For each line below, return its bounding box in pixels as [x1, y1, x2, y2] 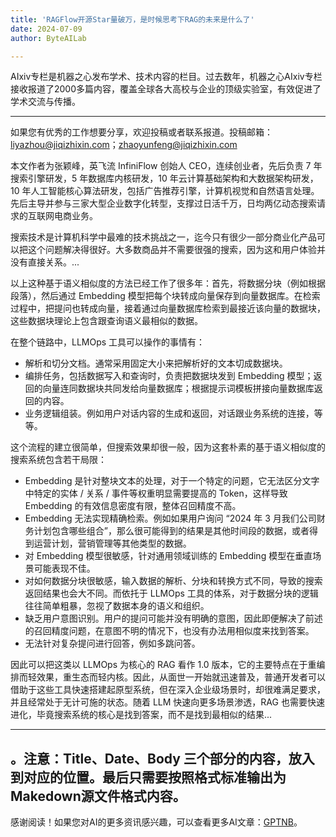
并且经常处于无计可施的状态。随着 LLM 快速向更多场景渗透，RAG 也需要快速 [10, 696, 325, 708]
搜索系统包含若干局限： [10, 454, 107, 466]
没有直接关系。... [10, 256, 80, 268]
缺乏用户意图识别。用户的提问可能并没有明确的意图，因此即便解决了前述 [24, 612, 323, 625]
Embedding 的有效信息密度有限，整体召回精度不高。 [24, 500, 242, 512]
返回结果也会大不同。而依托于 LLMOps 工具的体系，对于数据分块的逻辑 [24, 587, 319, 600]
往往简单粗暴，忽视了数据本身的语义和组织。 [24, 600, 210, 612]
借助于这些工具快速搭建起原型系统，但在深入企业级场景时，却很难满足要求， [10, 684, 326, 696]
